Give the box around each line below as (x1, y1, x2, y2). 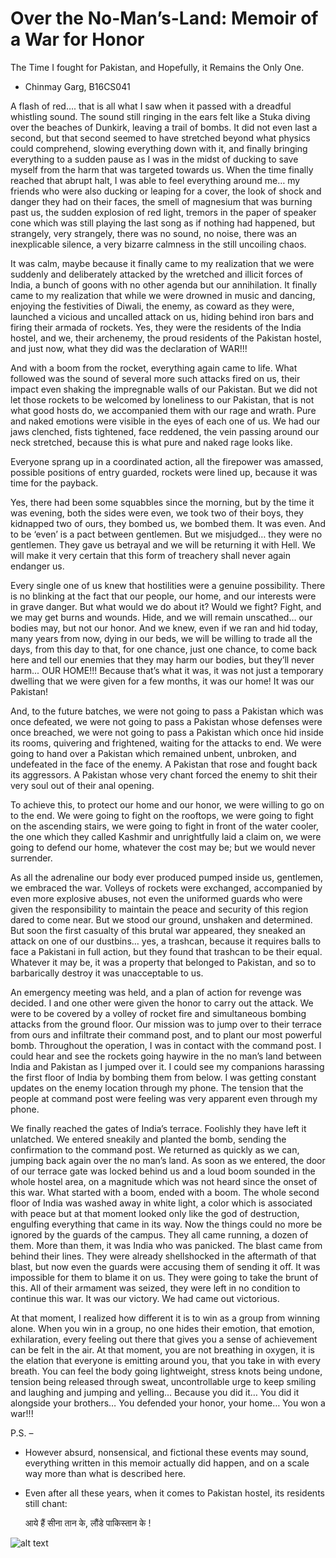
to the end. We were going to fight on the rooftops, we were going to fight (10, 809, 314, 821)
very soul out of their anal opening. (10, 779, 155, 791)
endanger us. (10, 560, 65, 572)
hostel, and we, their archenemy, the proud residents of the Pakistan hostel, (10, 332, 322, 344)
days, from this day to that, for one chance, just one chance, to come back (10, 643, 318, 655)
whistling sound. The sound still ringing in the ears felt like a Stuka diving (10, 110, 311, 122)
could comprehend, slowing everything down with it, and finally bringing (10, 142, 308, 154)
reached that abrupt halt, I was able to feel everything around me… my (10, 174, 301, 186)
